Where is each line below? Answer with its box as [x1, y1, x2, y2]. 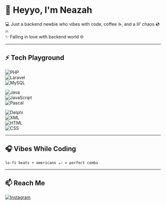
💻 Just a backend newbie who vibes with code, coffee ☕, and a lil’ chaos [5, 21, 155, 27]
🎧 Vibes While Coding [5, 145, 77, 153]
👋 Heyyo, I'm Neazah [5, 4, 92, 16]
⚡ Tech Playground [5, 54, 64, 62]
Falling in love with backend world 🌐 [9, 34, 84, 40]
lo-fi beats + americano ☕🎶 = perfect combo [5, 160, 98, 165]
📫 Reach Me [5, 179, 45, 187]
